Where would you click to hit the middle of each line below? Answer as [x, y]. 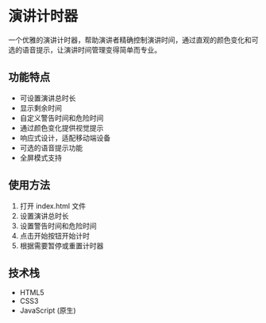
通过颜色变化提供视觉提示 [62, 127]
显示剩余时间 [40, 107]
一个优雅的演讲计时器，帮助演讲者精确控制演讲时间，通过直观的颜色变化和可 [133, 40]
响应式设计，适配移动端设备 [65, 138]
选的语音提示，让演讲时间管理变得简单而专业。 [85, 49]
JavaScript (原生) [48, 310]
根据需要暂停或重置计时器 [62, 245]
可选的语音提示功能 [51, 147]
